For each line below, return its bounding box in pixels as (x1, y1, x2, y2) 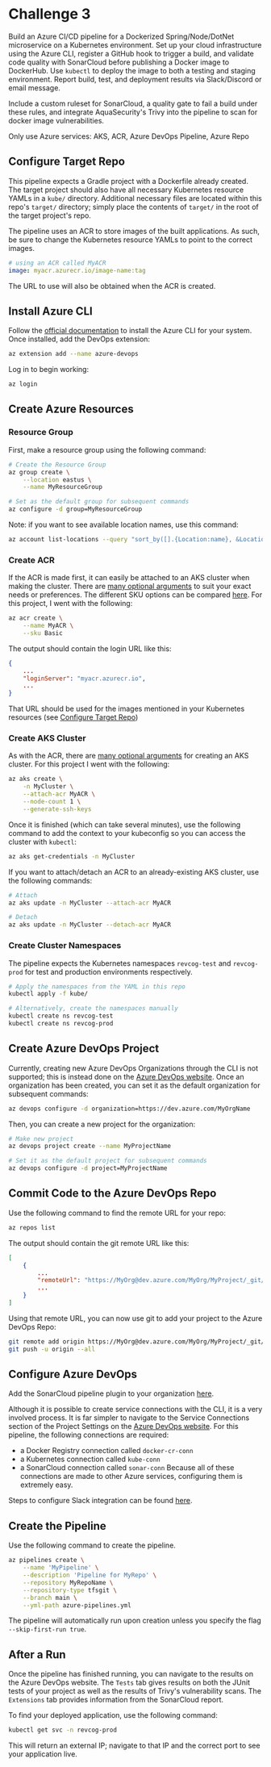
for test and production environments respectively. (24, 967, 193, 976)
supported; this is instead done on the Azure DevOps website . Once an (8, 1071, 244, 1081)
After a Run (8, 1648, 66, 1661)
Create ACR (8, 554, 55, 566)
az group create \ (8, 468, 70, 476)
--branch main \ (23, 1594, 78, 1602)
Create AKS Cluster (8, 733, 86, 744)
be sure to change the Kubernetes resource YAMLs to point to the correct (8, 235, 252, 244)
